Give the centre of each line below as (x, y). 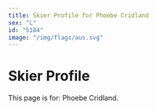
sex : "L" (22, 23)
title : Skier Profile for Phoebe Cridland (78, 15)
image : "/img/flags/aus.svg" (56, 37)
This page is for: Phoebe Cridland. (64, 98)
